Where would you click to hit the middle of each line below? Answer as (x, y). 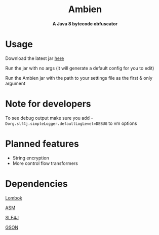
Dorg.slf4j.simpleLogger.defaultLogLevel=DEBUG (56, 124)
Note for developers (48, 104)
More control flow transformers (45, 163)
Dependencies (36, 183)
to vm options (123, 123)
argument (15, 83)
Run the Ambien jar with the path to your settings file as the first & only (79, 78)
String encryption (31, 158)
